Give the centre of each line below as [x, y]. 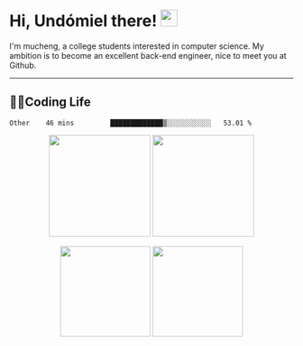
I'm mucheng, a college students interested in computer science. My [137, 46]
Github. [23, 65]
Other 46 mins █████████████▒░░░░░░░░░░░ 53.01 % [131, 123]
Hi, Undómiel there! [83, 21]
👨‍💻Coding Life [50, 103]
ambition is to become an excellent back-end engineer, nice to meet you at [148, 55]
